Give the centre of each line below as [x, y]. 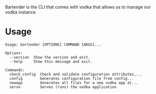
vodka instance [20, 12]
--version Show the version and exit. [50, 57]
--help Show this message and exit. [51, 62]
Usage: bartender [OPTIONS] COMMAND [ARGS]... [53, 45]
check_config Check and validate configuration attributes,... [76, 74]
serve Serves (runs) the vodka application [63, 87]
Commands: [15, 70]
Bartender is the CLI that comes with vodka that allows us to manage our [78, 7]
